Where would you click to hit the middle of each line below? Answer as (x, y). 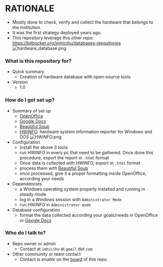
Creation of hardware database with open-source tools (75, 77)
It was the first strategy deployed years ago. (57, 32)
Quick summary (28, 72)
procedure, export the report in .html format (64, 158)
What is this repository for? (39, 61)
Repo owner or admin (34, 243)
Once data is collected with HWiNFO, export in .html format (80, 163)
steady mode (33, 194)
